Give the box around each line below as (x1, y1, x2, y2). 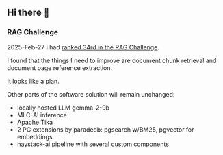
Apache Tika (16, 118, 53, 126)
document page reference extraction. (7, 63, 113, 72)
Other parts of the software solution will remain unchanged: (7, 90, 175, 98)
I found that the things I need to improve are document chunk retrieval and (7, 56, 217, 64)
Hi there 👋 (7, 7, 50, 19)
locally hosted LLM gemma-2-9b (16, 104, 110, 112)
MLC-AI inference (16, 110, 67, 119)
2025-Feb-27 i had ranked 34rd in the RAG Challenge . (7, 43, 159, 51)
